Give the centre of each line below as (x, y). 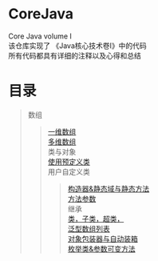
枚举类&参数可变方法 (101, 248)
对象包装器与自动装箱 (103, 239)
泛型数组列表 (89, 228)
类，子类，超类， (96, 219)
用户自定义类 (69, 171)
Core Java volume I (40, 36)
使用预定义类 (69, 162)
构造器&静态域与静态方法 (109, 188)
